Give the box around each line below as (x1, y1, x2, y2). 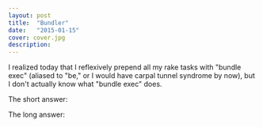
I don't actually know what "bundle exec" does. (8, 80, 162, 89)
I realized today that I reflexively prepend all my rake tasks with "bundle (8, 62, 242, 72)
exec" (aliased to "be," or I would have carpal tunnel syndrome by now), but (8, 71, 255, 80)
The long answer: (8, 110, 66, 119)
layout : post (8, 11, 51, 20)
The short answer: (8, 95, 68, 104)
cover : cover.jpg (8, 33, 66, 42)
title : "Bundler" (8, 19, 69, 27)
